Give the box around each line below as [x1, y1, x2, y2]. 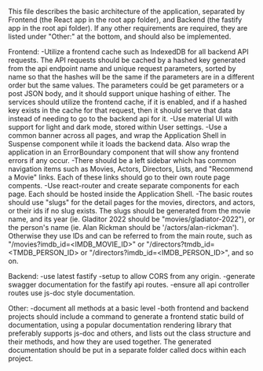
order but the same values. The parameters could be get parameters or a [8, 80, 245, 90]
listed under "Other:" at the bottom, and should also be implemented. [8, 32, 232, 41]
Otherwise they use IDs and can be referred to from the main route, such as [8, 232, 253, 240]
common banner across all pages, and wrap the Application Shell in [8, 131, 226, 140]
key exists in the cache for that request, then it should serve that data [8, 106, 233, 115]
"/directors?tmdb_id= [146, 239, 215, 249]
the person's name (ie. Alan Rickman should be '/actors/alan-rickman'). [8, 223, 239, 232]
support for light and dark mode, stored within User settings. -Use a [8, 122, 228, 132]
